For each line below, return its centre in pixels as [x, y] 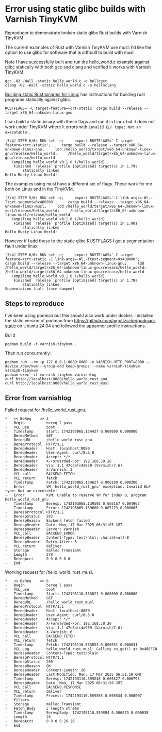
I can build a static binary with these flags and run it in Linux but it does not [80, 121]
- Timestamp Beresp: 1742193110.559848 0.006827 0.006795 [72, 679]
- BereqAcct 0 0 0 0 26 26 [40, 721]
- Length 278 [29, 554]
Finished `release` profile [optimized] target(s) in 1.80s [76, 223]
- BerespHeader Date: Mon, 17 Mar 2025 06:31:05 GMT [64, 525]
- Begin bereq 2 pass [39, 423]
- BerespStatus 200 [29, 662]
